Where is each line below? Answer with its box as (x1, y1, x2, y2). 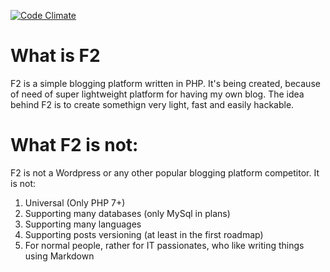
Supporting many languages (24, 218, 142, 230)
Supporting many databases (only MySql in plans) (24, 207, 231, 219)
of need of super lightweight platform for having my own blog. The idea (10, 88, 305, 100)
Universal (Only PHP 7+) (24, 196, 126, 209)
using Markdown (24, 250, 95, 262)
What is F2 (10, 45, 101, 67)
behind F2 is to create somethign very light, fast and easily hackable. (10, 98, 295, 110)
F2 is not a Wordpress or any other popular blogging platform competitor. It (10, 166, 320, 179)
